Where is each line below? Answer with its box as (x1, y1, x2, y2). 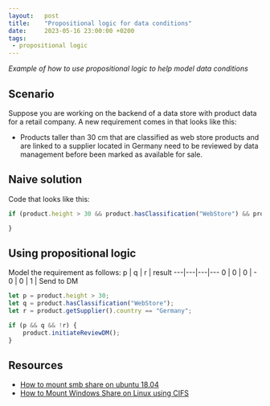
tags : (8, 34, 27, 43)
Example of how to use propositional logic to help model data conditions (8, 64, 249, 73)
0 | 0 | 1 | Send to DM (8, 277, 79, 286)
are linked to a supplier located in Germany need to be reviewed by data (19, 141, 259, 150)
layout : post (8, 11, 59, 20)
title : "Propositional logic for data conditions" (8, 19, 193, 27)
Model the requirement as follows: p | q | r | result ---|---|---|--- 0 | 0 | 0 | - (8, 268, 257, 277)
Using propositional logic (8, 246, 137, 260)
